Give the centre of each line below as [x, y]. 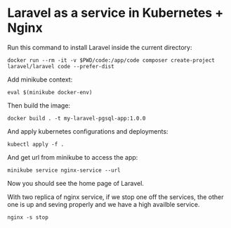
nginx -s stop [28, 217]
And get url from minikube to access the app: [73, 157]
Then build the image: [39, 105]
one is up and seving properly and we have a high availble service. [104, 204]
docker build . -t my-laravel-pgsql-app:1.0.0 [77, 118]
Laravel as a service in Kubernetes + [115, 13]
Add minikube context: [40, 80]
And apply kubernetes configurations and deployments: [88, 131]
